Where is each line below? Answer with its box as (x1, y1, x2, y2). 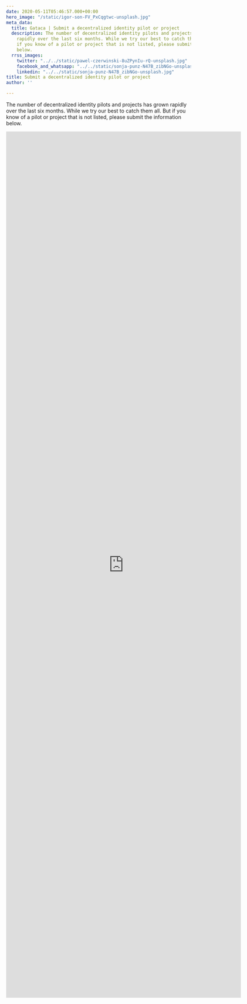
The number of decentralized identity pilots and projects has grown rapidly (6, 101, 187, 108)
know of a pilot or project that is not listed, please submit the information (6, 114, 182, 121)
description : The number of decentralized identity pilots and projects (11, 31, 193, 36)
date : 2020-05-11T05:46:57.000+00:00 (6, 8, 99, 15)
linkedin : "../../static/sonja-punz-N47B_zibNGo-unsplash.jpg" (16, 69, 175, 75)
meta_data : (6, 19, 33, 25)
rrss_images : (11, 52, 43, 58)
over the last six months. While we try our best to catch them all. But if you (6, 107, 186, 114)
